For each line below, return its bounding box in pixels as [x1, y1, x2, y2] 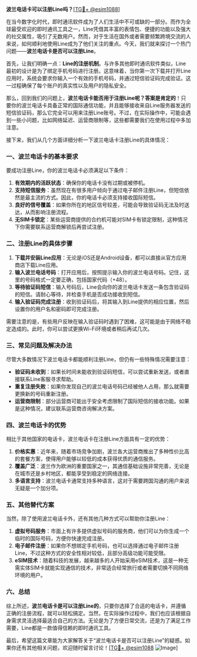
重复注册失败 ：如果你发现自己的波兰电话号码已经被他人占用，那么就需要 [14, 383, 189, 390]
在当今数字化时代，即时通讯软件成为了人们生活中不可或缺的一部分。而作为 [6, 18, 186, 25]
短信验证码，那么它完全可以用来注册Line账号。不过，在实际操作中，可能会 [6, 109, 186, 116]
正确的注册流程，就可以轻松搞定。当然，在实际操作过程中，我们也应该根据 [6, 609, 186, 616]
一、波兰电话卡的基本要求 [6, 152, 79, 160]
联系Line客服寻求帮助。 [19, 375, 77, 382]
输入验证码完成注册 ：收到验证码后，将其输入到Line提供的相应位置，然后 [14, 298, 189, 305]
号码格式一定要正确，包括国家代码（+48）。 [25, 276, 130, 283]
